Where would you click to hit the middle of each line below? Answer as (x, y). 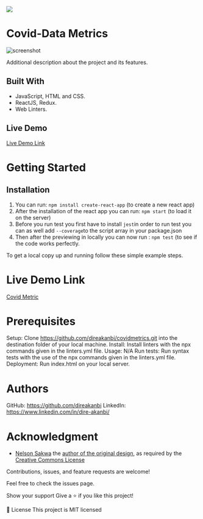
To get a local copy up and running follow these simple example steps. (95, 255)
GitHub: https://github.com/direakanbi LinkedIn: (66, 406)
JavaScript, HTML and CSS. (50, 96)
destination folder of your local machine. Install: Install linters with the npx (98, 345)
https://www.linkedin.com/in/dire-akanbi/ (58, 412)
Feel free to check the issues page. (50, 484)
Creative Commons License (50, 460)
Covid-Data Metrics (57, 34)
